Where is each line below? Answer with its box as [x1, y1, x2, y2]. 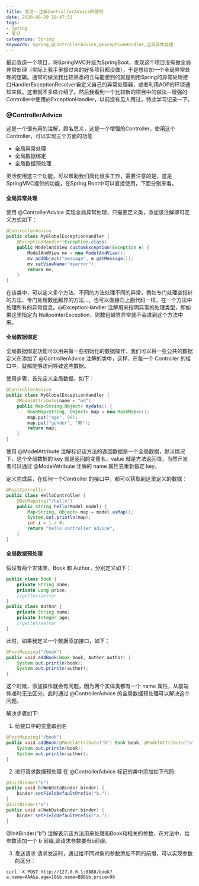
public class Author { [6, 603, 62, 610]
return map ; [27, 425, 57, 431]
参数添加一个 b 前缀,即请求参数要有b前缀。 [6, 837, 111, 844]
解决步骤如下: [6, 710, 40, 717]
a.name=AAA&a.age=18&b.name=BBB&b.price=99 [6, 874, 115, 880]
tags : [6, 20, 20, 25]
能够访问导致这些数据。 [31, 362, 89, 370]
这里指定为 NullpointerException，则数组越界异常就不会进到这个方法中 [11, 312, 184, 319]
